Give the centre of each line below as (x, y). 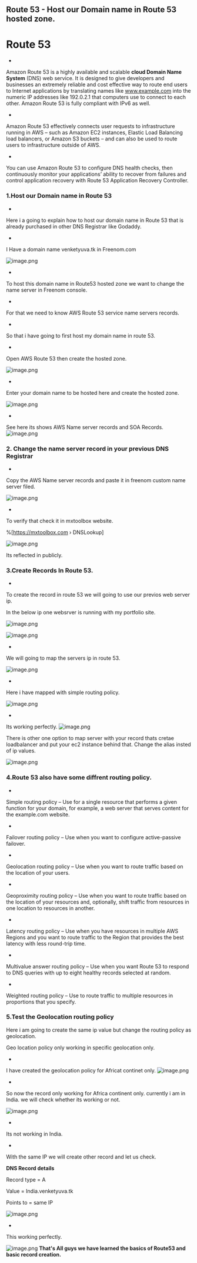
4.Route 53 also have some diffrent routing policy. (79, 777)
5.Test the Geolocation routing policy (60, 1017)
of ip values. (21, 751)
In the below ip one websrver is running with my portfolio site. (81, 613)
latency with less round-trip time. (46, 943)
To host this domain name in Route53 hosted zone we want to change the (95, 283)
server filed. (21, 486)
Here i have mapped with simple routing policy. (63, 692)
